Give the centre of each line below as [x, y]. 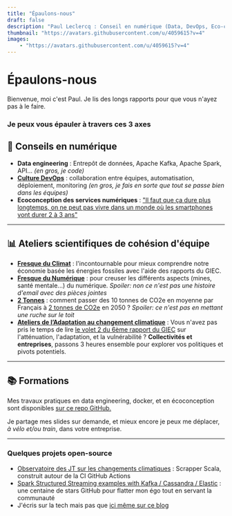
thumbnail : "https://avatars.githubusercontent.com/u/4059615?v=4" [106, 33]
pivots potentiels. [42, 352]
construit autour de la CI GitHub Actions [74, 476]
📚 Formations [38, 381]
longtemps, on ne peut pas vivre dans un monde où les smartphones [115, 207]
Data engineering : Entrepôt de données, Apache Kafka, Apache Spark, [119, 163]
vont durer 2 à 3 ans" [47, 214]
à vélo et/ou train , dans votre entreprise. [65, 429]
